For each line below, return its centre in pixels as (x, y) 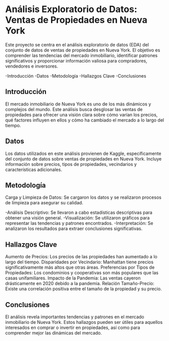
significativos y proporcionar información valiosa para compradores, (76, 61)
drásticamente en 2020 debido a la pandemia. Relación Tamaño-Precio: (80, 283)
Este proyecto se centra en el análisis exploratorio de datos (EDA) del (77, 44)
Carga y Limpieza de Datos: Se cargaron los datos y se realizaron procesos (83, 197)
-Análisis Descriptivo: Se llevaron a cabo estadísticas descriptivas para (79, 212)
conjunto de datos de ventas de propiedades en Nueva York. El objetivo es (83, 50)
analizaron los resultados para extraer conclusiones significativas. (74, 229)
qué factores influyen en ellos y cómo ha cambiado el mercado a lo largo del (85, 120)
